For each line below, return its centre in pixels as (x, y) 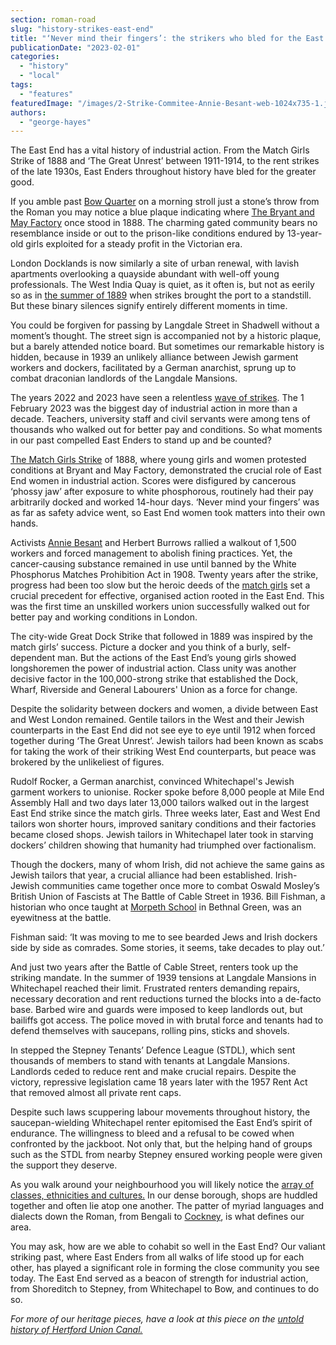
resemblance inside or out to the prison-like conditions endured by (147, 233)
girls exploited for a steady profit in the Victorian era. (134, 244)
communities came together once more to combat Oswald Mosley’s (180, 886)
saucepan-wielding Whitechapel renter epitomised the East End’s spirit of (161, 1123)
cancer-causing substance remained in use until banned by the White (153, 564)
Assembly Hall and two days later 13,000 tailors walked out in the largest (160, 803)
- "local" (39, 76)
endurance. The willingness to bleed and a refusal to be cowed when (152, 1133)
